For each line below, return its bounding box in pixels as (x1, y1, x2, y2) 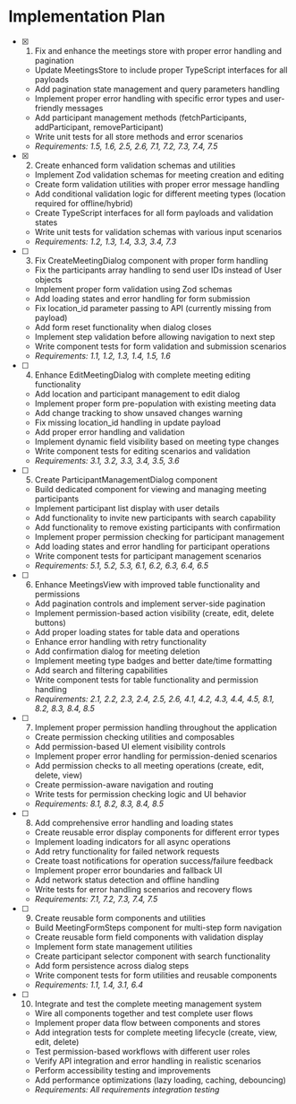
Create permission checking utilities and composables (34, 731, 235, 742)
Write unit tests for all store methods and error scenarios (34, 131, 243, 142)
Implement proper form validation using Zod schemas (34, 283, 233, 294)
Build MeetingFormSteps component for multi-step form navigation (34, 922, 283, 933)
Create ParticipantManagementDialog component (34, 474, 218, 485)
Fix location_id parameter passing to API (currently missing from (34, 302, 272, 313)
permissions (34, 588, 80, 599)
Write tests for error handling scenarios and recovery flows (34, 883, 253, 894)
